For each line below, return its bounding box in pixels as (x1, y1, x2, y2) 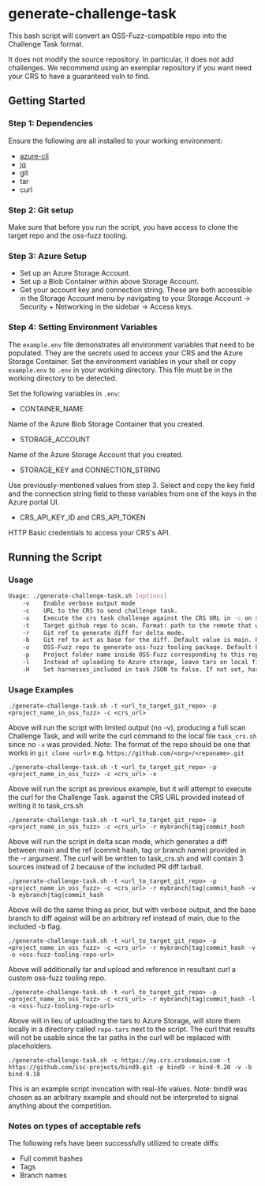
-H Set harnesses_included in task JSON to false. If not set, (22, 665, 245, 674)
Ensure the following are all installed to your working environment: (8, 136, 223, 145)
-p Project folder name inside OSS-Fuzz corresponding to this (22, 651, 245, 659)
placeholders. (8, 1042, 53, 1051)
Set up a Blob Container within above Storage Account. (19, 277, 200, 287)
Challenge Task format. (8, 39, 84, 48)
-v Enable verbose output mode (22, 599, 136, 608)
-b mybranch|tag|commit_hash (8, 891, 104, 899)
